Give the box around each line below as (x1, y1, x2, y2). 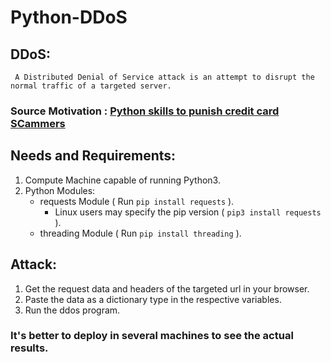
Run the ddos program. (24, 304, 121, 316)
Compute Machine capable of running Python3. (24, 174, 221, 186)
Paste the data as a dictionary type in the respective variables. (24, 293, 282, 305)
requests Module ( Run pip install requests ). (39, 195, 235, 207)
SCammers (10, 116, 66, 130)
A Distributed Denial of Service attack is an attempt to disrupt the (14, 72, 315, 82)
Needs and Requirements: (10, 147, 177, 165)
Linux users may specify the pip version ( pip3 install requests (54, 206, 322, 218)
